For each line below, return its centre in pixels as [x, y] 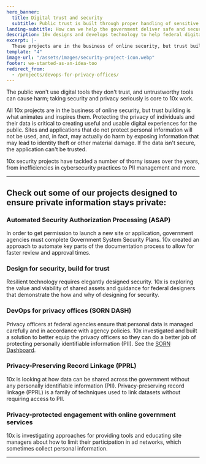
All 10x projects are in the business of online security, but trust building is [99, 110]
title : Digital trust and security [57, 18]
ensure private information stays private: [86, 202]
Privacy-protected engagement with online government [91, 414]
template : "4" [25, 52]
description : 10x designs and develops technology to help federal [94, 35]
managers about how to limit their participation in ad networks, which [94, 442]
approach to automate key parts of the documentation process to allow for [100, 246]
